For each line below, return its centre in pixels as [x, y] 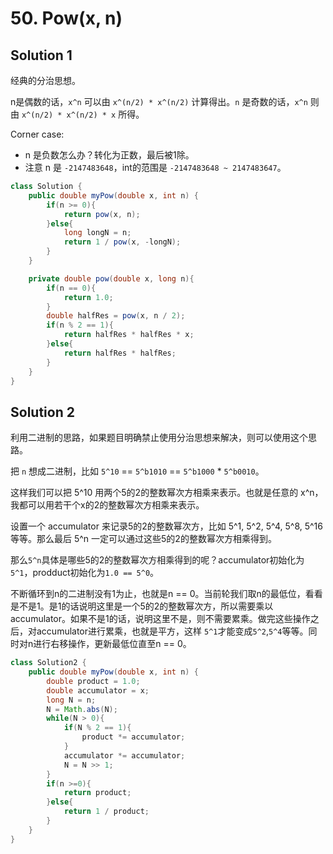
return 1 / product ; [106, 812]
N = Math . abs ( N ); [82, 709]
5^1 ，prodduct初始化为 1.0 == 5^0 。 [85, 573]
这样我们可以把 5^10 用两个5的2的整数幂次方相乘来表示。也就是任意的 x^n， [167, 493]
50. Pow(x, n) [66, 18]
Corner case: [37, 134]
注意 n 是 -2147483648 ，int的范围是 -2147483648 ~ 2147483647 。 [155, 167]
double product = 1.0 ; [93, 681]
